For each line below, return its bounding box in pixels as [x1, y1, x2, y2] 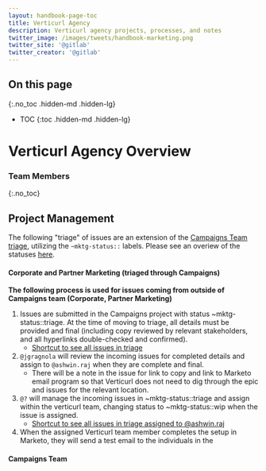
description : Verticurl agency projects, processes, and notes [8, 26, 222, 34]
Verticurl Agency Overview [8, 142, 192, 160]
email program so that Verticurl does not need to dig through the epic [31, 376, 259, 386]
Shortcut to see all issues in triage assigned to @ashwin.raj [31, 419, 225, 429]
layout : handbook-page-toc [8, 11, 98, 20]
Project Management [8, 211, 114, 225]
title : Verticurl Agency [8, 19, 91, 27]
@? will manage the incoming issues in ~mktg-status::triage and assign [19, 394, 250, 403]
